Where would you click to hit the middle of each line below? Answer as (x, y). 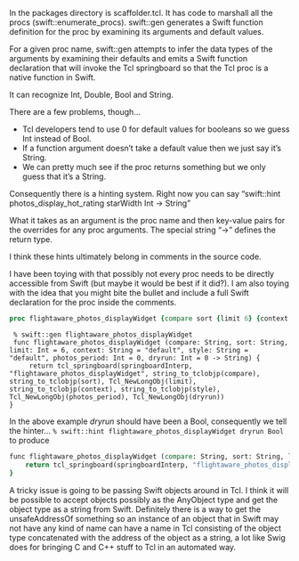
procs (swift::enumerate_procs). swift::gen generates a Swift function (137, 22)
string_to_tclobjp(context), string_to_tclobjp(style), (115, 389)
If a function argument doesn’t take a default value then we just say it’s (152, 148)
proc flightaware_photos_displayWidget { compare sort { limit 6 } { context (149, 319)
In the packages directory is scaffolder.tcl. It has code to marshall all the (141, 13)
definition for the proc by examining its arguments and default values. (137, 32)
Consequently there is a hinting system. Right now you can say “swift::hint (145, 194)
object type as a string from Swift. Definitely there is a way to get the (135, 509)
